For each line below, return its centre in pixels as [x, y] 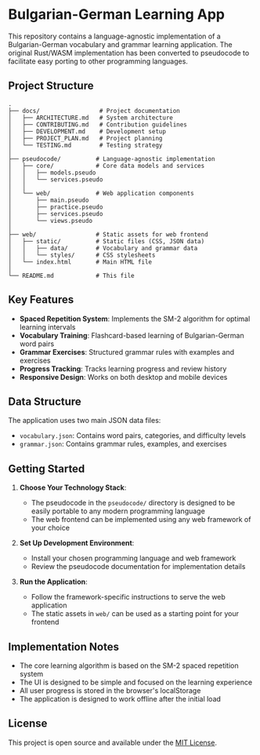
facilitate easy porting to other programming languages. [98, 61]
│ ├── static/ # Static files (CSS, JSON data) [107, 241]
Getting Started [47, 469]
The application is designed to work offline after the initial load [120, 699]
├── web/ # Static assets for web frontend [108, 234]
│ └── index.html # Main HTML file [80, 262]
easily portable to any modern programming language [118, 511]
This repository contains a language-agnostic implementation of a [114, 36]
